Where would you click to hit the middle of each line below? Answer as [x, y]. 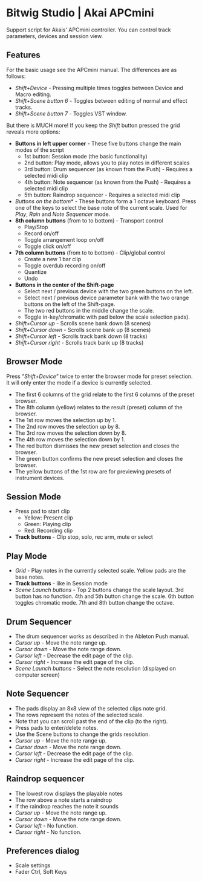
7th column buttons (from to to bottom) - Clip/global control [90, 252]
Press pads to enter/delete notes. [57, 727]
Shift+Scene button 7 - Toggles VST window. [71, 113]
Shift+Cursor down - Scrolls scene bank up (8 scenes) [83, 330]
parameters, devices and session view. [55, 36]
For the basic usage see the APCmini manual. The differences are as [92, 70]
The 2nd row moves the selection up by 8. [67, 426]
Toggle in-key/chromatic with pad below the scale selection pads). [107, 317]
